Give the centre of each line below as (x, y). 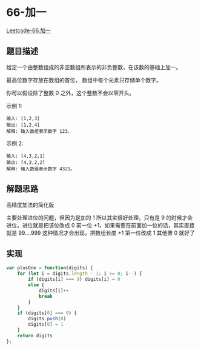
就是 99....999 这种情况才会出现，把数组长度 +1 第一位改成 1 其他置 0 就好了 (101, 233)
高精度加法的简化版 (30, 204)
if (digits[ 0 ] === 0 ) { (47, 313)
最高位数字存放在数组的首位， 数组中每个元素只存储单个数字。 (84, 80)
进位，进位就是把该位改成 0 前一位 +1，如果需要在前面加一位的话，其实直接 (100, 225)
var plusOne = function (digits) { (50, 268)
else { (36, 285)
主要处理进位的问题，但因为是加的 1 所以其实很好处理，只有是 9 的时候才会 (100, 217)
